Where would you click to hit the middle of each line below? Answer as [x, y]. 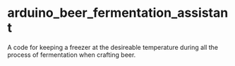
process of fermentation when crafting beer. [72, 55]
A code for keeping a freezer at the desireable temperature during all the [113, 47]
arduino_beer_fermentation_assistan [118, 13]
